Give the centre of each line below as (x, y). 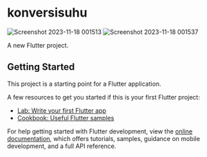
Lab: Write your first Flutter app (62, 110)
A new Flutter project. (38, 45)
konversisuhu (47, 13)
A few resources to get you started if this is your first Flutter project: (103, 97)
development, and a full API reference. (62, 146)
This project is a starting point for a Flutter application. (84, 84)
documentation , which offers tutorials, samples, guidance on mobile (103, 138)
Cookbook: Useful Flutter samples (66, 118)
